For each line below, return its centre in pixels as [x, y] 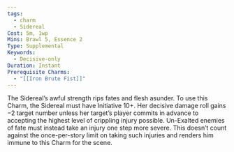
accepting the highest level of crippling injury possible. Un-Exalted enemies [116, 121]
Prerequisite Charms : [39, 72]
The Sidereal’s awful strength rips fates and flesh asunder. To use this [108, 98]
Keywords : [22, 53]
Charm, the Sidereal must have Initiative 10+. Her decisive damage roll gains [117, 106]
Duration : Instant [34, 66]
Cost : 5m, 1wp [28, 33]
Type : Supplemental [36, 46]
